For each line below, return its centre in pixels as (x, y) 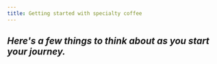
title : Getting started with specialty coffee (75, 13)
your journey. (37, 52)
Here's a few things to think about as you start (108, 41)
